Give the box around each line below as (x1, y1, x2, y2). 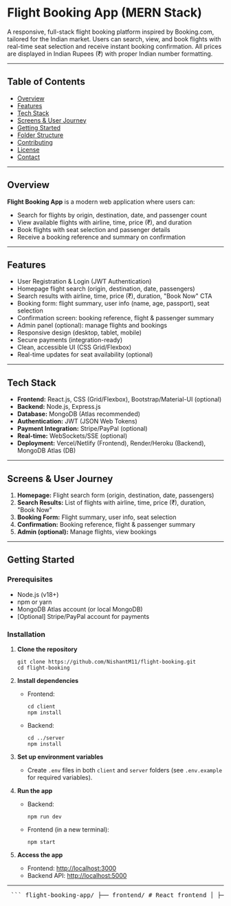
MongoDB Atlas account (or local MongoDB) (16, 604, 143, 613)
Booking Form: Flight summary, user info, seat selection (16, 513, 177, 521)
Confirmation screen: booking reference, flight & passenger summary (16, 314, 214, 322)
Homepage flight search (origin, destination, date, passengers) (16, 284, 195, 293)
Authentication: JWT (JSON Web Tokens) (16, 417, 137, 425)
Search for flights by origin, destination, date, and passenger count (16, 211, 208, 219)
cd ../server (27, 735, 65, 741)
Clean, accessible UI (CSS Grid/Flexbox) (16, 343, 132, 352)
